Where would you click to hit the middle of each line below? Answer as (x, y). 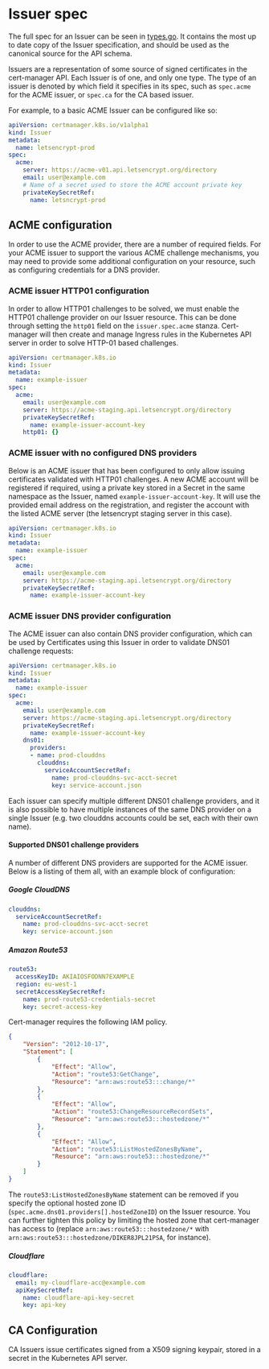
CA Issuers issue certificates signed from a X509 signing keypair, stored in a (134, 1350)
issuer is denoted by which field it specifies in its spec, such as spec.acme (130, 86)
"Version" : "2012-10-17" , (66, 1044)
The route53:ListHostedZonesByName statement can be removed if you (124, 1194)
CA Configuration (53, 1330)
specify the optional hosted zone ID (67, 1203)
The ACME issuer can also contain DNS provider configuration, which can (130, 634)
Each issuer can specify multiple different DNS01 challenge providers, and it (134, 800)
